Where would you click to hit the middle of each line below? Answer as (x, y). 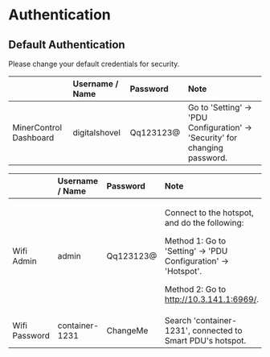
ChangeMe (127, 330)
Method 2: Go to (195, 289)
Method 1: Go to (195, 241)
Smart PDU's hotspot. (205, 340)
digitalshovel (96, 133)
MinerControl (37, 128)
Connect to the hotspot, (209, 213)
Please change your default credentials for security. (94, 64)
